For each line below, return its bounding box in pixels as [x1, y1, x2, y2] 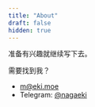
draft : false [8, 19, 51, 27]
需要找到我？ [8, 66, 50, 75]
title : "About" [8, 11, 59, 20]
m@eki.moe [19, 82, 59, 91]
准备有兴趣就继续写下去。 [8, 49, 92, 59]
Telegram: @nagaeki [19, 90, 87, 100]
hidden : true [8, 26, 51, 34]
